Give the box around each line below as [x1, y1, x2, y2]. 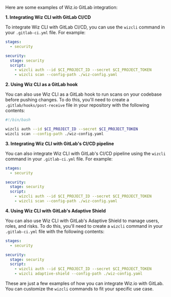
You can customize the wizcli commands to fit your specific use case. [5, 286, 154, 292]
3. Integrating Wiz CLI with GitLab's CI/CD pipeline [5, 140, 114, 147]
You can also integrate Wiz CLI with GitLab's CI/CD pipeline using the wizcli [5, 150, 166, 156]
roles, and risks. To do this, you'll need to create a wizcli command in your [5, 223, 163, 229]
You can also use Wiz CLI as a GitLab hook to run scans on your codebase [5, 91, 162, 97]
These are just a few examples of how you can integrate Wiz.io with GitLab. [5, 280, 164, 286]
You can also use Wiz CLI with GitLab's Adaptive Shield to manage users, [5, 218, 159, 224]
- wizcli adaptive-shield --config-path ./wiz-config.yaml [14, 271, 143, 277]
